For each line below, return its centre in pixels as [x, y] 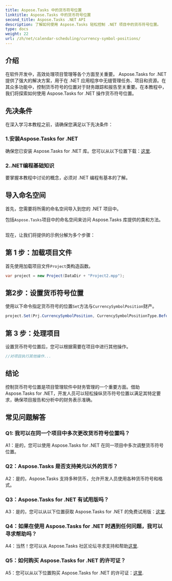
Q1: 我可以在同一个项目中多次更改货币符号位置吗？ [68, 433]
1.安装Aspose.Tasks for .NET [42, 139]
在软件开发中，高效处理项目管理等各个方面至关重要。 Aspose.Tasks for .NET [86, 74]
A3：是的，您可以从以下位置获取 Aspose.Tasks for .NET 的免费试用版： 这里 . [86, 512]
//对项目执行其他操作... [28, 356]
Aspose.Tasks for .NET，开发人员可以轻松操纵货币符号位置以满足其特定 [81, 393]
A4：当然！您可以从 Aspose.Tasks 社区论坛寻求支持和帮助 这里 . [72, 546]
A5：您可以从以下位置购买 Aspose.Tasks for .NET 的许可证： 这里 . [74, 573]
